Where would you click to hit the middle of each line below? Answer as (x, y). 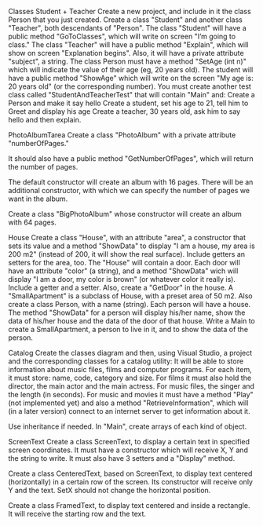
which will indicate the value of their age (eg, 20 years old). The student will (131, 69)
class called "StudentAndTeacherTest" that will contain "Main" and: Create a (131, 95)
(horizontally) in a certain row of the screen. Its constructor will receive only (131, 482)
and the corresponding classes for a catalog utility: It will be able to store (126, 361)
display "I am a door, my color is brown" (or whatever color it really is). (122, 279)
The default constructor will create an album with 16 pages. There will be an (131, 182)
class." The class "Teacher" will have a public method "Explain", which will (128, 45)
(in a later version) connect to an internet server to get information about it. (129, 411)
